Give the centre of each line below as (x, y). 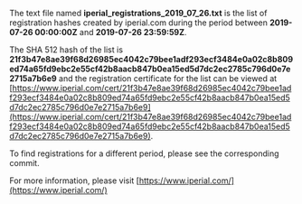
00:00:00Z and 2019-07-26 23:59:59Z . (111, 32)
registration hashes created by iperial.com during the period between (139, 23)
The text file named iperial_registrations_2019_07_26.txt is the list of (138, 13)
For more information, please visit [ (75, 181)
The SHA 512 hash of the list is (66, 50)
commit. (24, 163)
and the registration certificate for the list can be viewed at (168, 79)
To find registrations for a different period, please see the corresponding (144, 153)
